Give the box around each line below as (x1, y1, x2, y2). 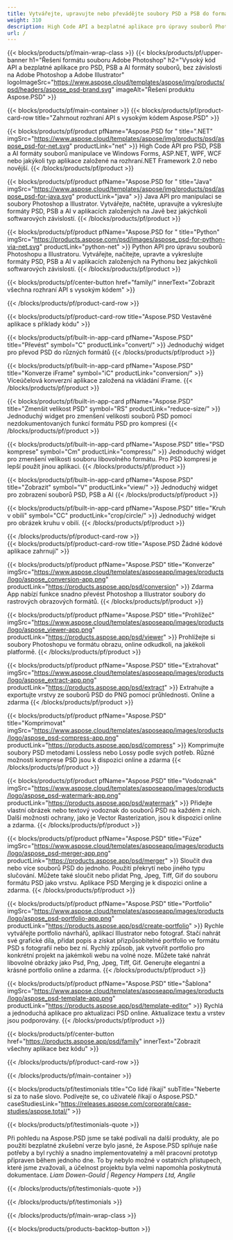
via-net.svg (7, 242, 40, 251)
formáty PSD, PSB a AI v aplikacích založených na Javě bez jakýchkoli (7, 207, 207, 215)
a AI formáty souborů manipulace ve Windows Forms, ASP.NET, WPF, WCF (7, 149, 222, 158)
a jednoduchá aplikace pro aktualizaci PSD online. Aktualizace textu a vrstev (7, 1009, 225, 1018)
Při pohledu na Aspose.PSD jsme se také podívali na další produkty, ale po (7, 1134, 220, 1143)
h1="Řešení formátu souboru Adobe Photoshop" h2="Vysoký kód (28, 56, 216, 65)
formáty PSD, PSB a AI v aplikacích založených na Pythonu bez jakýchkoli (7, 258, 218, 266)
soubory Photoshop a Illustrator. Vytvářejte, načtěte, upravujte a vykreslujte (7, 199, 223, 208)
